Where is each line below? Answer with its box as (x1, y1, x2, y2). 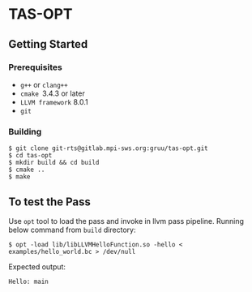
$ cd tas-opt (8, 152, 53, 160)
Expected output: (8, 261, 66, 272)
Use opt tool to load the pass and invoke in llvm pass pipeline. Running (8, 216, 245, 225)
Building (8, 126, 42, 137)
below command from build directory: (8, 225, 136, 234)
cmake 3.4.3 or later (19, 88, 85, 98)
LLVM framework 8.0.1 (19, 97, 88, 106)
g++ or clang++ (19, 79, 68, 89)
